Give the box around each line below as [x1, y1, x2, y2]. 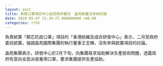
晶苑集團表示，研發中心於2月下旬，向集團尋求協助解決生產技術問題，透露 [5, 50, 152, 56]
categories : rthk [5, 20, 40, 25]
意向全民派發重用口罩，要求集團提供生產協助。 [13, 56, 107, 62]
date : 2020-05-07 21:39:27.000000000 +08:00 [5, 16, 97, 21]
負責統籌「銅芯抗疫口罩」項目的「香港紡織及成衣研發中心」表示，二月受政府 [5, 34, 158, 40]
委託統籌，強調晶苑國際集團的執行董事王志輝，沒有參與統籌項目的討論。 [5, 40, 149, 46]
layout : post [5, 7, 32, 12]
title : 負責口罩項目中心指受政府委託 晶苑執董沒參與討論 [5, 11, 107, 16]
